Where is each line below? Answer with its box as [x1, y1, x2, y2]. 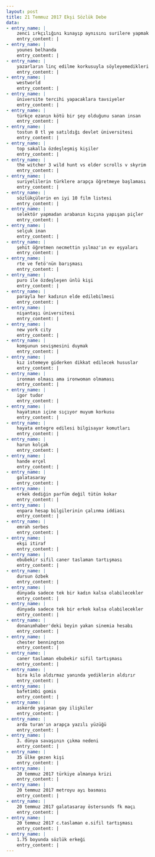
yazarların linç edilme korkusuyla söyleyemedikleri [17, 63, 149, 70]
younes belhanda [17, 47, 57, 53]
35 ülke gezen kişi [17, 754, 65, 760]
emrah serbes [17, 524, 49, 530]
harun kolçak [17, 442, 49, 448]
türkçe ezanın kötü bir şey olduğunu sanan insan [17, 113, 141, 119]
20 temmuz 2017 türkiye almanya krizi [17, 771, 112, 777]
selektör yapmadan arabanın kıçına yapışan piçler [17, 212, 144, 218]
